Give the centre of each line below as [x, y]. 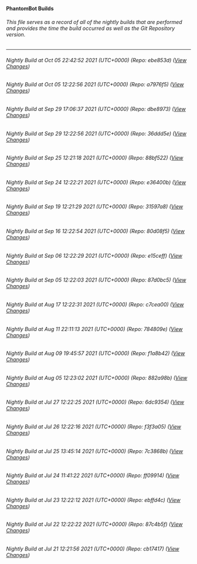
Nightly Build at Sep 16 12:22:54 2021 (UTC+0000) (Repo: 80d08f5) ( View [95, 231]
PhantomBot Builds [30, 9]
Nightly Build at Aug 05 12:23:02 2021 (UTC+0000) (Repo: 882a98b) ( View [97, 377]
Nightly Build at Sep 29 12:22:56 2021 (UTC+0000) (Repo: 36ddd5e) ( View [96, 133]
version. [16, 34]
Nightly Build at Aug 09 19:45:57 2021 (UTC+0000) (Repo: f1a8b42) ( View [96, 353]
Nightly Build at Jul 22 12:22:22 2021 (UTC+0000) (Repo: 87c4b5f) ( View [94, 524]
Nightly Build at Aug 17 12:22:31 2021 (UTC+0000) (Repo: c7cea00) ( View [95, 304]
